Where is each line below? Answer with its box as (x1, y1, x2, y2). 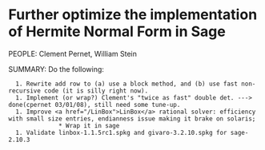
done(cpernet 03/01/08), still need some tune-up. (8, 101, 181, 109)
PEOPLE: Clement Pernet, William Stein (8, 49, 138, 58)
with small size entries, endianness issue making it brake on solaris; (8, 114, 256, 123)
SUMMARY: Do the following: (8, 64, 104, 73)
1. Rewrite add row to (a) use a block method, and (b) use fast (15, 80, 239, 88)
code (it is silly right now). (43, 86, 149, 95)
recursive (8, 86, 42, 95)
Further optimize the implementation (8, 6, 258, 24)
